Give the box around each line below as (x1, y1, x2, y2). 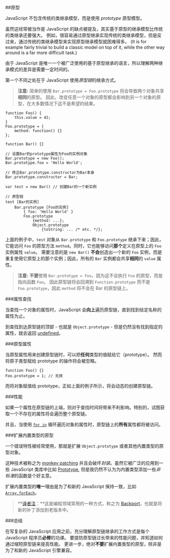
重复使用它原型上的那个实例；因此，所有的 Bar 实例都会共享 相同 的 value (5, 255, 156, 262)
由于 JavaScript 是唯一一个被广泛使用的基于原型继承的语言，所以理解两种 (5, 60, 159, 66)
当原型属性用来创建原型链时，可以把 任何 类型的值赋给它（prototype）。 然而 (5, 352, 162, 358)
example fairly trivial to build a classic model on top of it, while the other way (5, 45, 165, 50)
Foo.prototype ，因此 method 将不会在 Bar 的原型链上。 (17, 285, 131, 291)
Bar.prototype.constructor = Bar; (5, 175, 78, 180)
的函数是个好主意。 (14, 473, 54, 479)
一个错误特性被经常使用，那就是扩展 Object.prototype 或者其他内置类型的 (5, 443, 159, 449)
